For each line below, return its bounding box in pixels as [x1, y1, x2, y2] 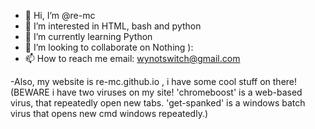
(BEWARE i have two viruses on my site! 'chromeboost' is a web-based [10, 86, 303, 98]
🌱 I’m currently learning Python [24, 31, 153, 42]
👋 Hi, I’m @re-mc [24, 10, 96, 21]
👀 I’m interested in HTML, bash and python [24, 20, 202, 32]
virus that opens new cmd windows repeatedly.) [10, 108, 209, 119]
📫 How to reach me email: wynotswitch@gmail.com [24, 53, 241, 64]
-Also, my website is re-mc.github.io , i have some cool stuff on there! [10, 76, 298, 87]
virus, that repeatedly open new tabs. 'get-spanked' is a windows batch [10, 97, 306, 109]
